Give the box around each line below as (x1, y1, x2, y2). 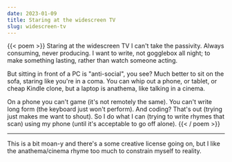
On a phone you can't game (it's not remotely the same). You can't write (7, 98, 213, 106)
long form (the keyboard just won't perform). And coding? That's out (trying (7, 105, 223, 114)
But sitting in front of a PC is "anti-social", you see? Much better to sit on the (7, 70, 224, 78)
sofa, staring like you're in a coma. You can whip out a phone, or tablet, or (7, 77, 217, 85)
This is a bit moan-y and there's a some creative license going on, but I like (7, 139, 221, 148)
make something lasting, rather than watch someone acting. (7, 57, 178, 65)
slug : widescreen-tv (7, 23, 67, 30)
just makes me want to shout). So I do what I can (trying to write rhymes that (7, 112, 225, 121)
